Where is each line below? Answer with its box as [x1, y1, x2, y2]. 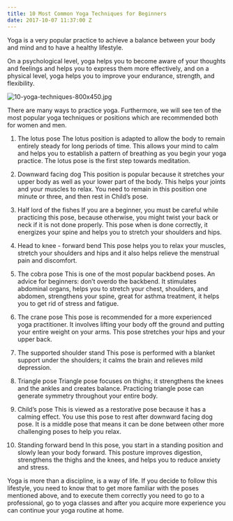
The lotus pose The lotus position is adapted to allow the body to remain [17, 134, 225, 143]
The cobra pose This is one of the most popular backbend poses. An [17, 270, 216, 278]
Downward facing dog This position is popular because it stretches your [17, 170, 225, 178]
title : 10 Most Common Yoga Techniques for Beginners [7, 10, 167, 17]
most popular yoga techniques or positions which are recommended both [7, 113, 218, 122]
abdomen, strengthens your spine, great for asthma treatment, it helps [17, 292, 220, 300]
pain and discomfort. [17, 256, 77, 265]
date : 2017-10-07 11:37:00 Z [7, 17, 92, 24]
